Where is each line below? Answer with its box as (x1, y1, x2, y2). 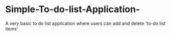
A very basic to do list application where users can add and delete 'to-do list (5, 20, 166, 26)
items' (5, 25, 18, 31)
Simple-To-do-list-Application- (5, 4, 140, 15)
